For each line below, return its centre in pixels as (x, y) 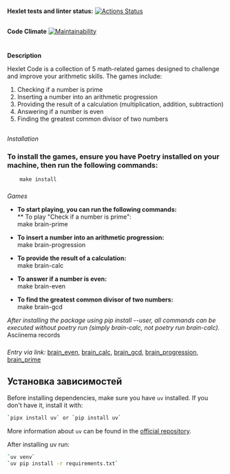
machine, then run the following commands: (83, 166)
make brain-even (41, 286)
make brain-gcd (40, 307)
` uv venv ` (21, 457)
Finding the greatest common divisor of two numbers (93, 119)
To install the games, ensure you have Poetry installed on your (113, 157)
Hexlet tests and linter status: (50, 11)
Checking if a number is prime (60, 89)
